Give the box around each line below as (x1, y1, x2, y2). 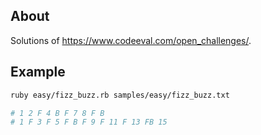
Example (10, 64, 66, 81)
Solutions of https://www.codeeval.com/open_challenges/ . (10, 34, 252, 46)
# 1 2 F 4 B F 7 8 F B (10, 108, 105, 118)
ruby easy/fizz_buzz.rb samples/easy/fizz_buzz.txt (10, 90, 230, 100)
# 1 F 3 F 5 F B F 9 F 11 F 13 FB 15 (10, 117, 168, 128)
